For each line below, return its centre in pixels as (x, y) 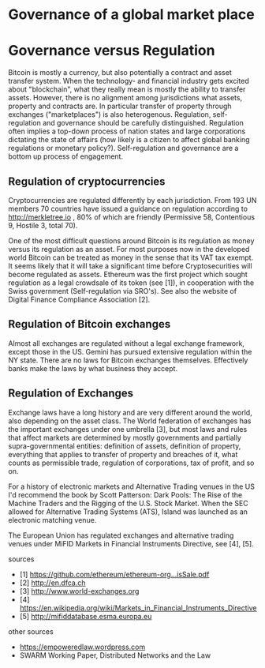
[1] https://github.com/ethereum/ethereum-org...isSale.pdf (114, 574)
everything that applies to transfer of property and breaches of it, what (123, 454)
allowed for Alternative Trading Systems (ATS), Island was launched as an (128, 512)
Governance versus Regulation (112, 51)
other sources (31, 631)
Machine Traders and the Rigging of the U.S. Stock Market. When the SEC (128, 503)
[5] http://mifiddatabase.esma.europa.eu (86, 616)
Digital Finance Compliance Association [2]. (79, 299)
